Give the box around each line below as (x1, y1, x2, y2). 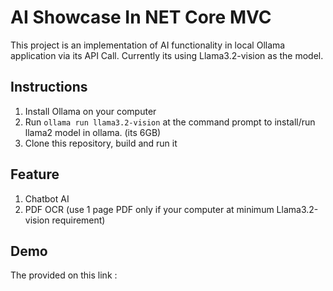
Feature (10, 166, 60, 183)
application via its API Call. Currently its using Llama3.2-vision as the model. (10, 49, 324, 61)
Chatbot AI (24, 192, 70, 205)
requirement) (51, 214, 106, 226)
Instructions (10, 79, 88, 96)
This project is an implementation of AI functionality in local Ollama (10, 39, 286, 51)
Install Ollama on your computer (24, 105, 157, 117)
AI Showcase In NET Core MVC (10, 6, 272, 29)
